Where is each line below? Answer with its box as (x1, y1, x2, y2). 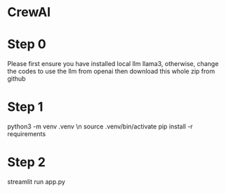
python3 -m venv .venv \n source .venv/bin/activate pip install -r (7, 122, 193, 131)
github (7, 74, 26, 83)
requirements (7, 130, 46, 138)
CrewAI (7, 4, 51, 20)
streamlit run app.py (7, 178, 65, 186)
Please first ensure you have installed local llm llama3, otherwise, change (7, 60, 219, 68)
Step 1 (7, 99, 44, 115)
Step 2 (7, 154, 46, 171)
